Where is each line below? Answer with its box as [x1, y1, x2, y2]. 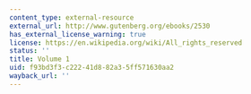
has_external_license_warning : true [9, 30, 146, 38]
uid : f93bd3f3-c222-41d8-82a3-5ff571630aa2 [9, 64, 175, 73]
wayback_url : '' [9, 72, 70, 81]
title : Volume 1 [9, 55, 70, 64]
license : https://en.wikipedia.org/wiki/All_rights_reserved [9, 38, 243, 47]
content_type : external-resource [9, 13, 134, 22]
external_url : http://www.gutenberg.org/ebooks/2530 [9, 21, 211, 30]
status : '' [9, 47, 50, 56]
